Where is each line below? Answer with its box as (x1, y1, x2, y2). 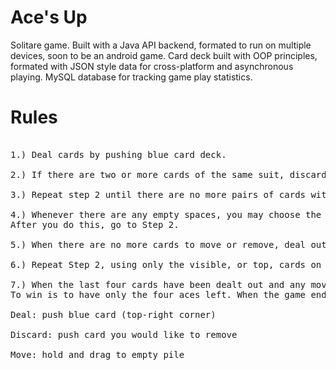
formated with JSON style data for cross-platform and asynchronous (10, 60, 294, 72)
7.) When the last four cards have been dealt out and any (10, 279, 307, 290)
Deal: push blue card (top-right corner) (10, 309, 217, 320)
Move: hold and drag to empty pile (10, 349, 185, 360)
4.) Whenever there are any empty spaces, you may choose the (10, 209, 322, 220)
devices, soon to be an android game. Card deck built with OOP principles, (10, 49, 318, 61)
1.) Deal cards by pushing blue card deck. (10, 149, 227, 160)
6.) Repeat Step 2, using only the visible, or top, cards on (10, 259, 322, 270)
